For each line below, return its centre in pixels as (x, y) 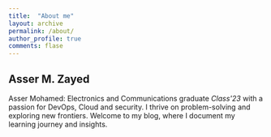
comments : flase (36, 46)
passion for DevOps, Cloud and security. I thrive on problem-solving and (129, 107)
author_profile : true (45, 39)
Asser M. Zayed (49, 79)
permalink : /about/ (41, 31)
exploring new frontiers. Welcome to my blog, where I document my (122, 115)
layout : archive (36, 24)
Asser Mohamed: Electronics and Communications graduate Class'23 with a (136, 98)
